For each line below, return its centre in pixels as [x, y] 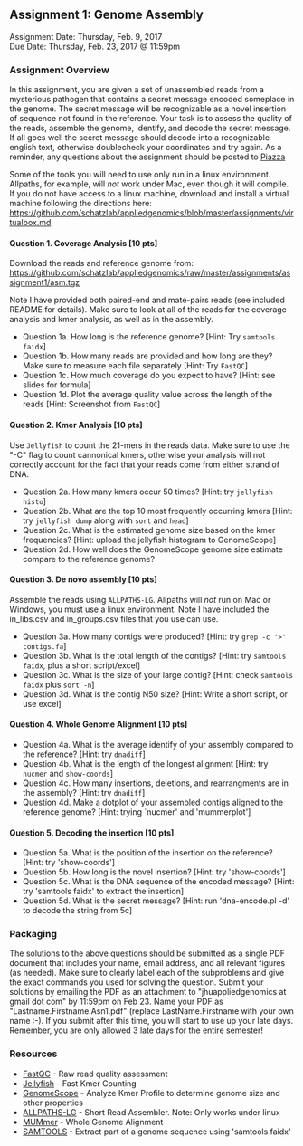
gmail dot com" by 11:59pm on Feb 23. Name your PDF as [116, 1002]
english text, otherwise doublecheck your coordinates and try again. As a [146, 148]
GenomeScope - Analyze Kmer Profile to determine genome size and [151, 1093]
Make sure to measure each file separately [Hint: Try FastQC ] [135, 366]
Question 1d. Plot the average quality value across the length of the [147, 395]
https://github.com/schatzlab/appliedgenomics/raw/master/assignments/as [150, 273]
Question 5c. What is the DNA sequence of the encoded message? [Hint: [158, 882]
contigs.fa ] [44, 645]
